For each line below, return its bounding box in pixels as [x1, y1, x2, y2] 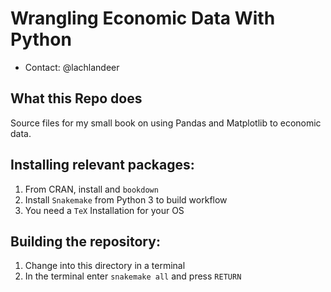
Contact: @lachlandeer [24, 61, 120, 73]
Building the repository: [10, 233, 161, 250]
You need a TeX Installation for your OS [24, 204, 185, 216]
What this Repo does [10, 90, 143, 107]
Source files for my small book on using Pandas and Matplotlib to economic [10, 117, 322, 129]
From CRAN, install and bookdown [24, 183, 159, 195]
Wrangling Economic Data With [10, 7, 276, 30]
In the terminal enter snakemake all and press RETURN [24, 270, 242, 282]
